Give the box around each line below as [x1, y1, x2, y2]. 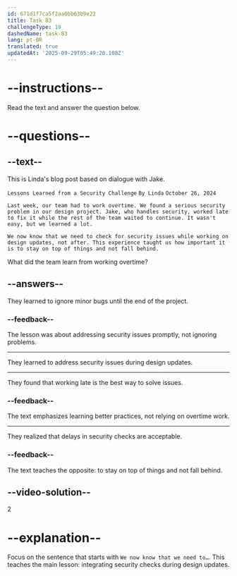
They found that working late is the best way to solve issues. [7, 378, 183, 386]
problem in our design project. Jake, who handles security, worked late [7, 208, 229, 215]
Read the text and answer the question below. [7, 103, 140, 111]
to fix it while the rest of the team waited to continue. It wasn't [7, 214, 217, 221]
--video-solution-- [7, 486, 91, 498]
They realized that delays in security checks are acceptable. [7, 432, 182, 441]
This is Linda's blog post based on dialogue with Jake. [7, 174, 165, 183]
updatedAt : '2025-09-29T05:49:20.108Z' [7, 50, 125, 57]
